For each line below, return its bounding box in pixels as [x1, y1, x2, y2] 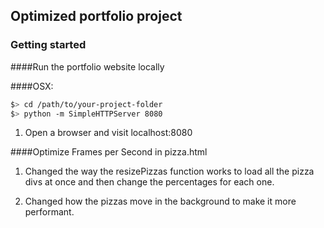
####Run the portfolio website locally [10, 60, 165, 73]
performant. [24, 206, 75, 218]
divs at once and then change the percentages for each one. [24, 176, 275, 188]
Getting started [10, 38, 87, 52]
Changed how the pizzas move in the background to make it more [24, 195, 297, 208]
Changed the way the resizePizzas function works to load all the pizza [24, 165, 315, 178]
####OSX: [10, 80, 54, 92]
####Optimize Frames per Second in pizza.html [10, 146, 208, 158]
